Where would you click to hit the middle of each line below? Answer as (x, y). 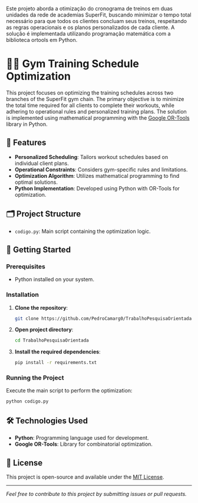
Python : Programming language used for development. (82, 438)
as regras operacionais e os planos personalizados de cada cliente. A (90, 27)
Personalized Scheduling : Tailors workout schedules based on (91, 157)
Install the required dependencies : (58, 352)
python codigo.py (27, 401)
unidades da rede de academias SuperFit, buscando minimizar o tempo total (99, 15)
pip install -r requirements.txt (56, 363)
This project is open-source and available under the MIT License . (85, 477)
